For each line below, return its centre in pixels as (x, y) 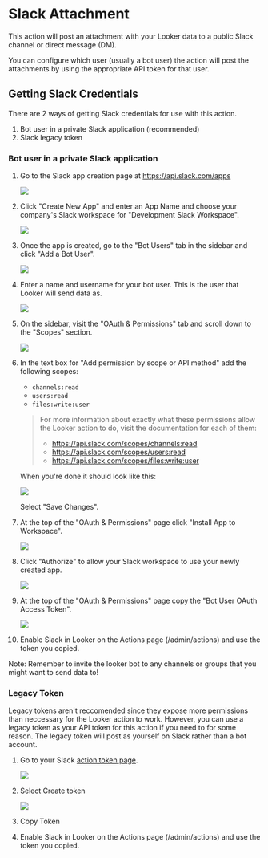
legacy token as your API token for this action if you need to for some (122, 728)
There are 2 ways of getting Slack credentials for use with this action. (123, 113)
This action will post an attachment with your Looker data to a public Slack (131, 36)
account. (23, 745)
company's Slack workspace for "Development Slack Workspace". (130, 215)
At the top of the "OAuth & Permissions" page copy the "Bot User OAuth (138, 601)
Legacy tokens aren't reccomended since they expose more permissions (128, 710)
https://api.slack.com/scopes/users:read (119, 452)
